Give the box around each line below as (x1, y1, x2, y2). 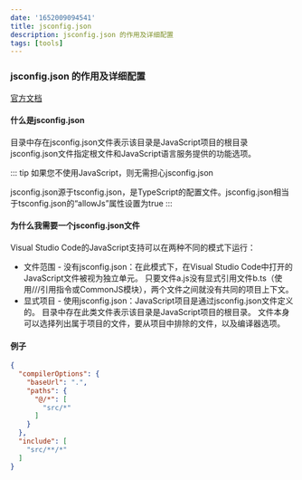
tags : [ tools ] (10, 38, 64, 48)
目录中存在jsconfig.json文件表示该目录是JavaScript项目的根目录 (10, 137, 249, 148)
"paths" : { (26, 386, 68, 395)
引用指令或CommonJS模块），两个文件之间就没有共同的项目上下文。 (40, 283, 294, 294)
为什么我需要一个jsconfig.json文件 (10, 220, 141, 231)
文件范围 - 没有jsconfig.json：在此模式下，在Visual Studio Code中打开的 (23, 261, 293, 272)
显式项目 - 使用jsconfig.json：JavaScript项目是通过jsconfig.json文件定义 (23, 295, 294, 306)
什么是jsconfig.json (10, 115, 85, 126)
